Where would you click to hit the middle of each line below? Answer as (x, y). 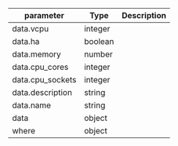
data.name (32, 105)
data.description (42, 92)
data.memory (36, 54)
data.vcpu (31, 29)
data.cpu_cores (40, 67)
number (98, 54)
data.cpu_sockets (44, 80)
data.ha (26, 41)
